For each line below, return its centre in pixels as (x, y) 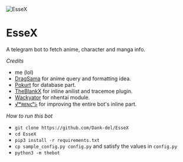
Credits (15, 61)
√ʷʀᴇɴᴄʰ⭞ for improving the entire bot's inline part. (76, 104)
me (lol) (24, 72)
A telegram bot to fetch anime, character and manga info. (76, 49)
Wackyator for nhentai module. (52, 97)
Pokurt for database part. (45, 85)
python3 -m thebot (37, 153)
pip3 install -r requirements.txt (57, 140)
